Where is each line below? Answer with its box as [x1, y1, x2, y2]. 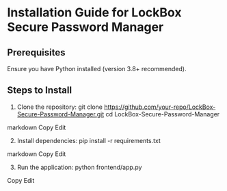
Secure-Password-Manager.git [16, 110, 105, 118]
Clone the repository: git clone [16, 103, 103, 111]
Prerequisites [7, 47, 66, 58]
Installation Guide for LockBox [7, 5, 182, 21]
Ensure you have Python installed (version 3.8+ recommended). [7, 65, 187, 73]
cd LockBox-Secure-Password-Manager [105, 110, 220, 118]
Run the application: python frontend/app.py [16, 163, 142, 171]
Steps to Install [7, 84, 72, 97]
